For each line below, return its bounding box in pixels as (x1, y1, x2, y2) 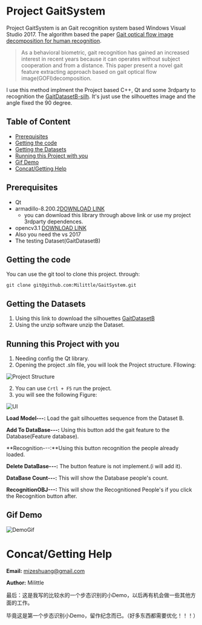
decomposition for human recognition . (6, 37, 102, 44)
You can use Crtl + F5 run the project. (15, 385, 112, 391)
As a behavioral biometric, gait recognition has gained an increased (21, 48, 189, 56)
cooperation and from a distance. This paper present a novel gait (21, 62, 183, 69)
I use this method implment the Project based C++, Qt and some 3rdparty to (6, 86, 196, 93)
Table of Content (6, 117, 71, 127)
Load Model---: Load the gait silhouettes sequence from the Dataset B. (6, 414, 184, 422)
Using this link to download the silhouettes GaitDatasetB (15, 315, 155, 322)
